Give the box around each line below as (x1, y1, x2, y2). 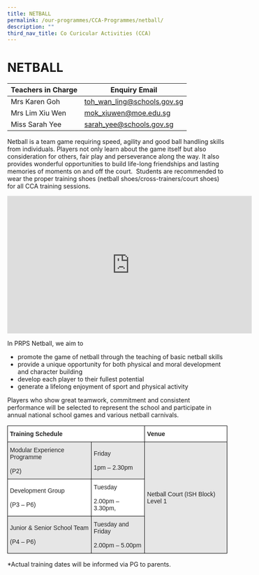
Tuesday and (94, 521, 129, 528)
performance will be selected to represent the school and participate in (7, 403, 212, 412)
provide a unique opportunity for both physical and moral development (17, 361, 221, 369)
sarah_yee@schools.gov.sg (84, 119, 174, 129)
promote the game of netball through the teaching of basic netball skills (17, 353, 223, 361)
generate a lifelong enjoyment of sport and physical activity (17, 382, 188, 391)
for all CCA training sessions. (7, 182, 91, 191)
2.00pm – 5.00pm (94, 541, 142, 549)
